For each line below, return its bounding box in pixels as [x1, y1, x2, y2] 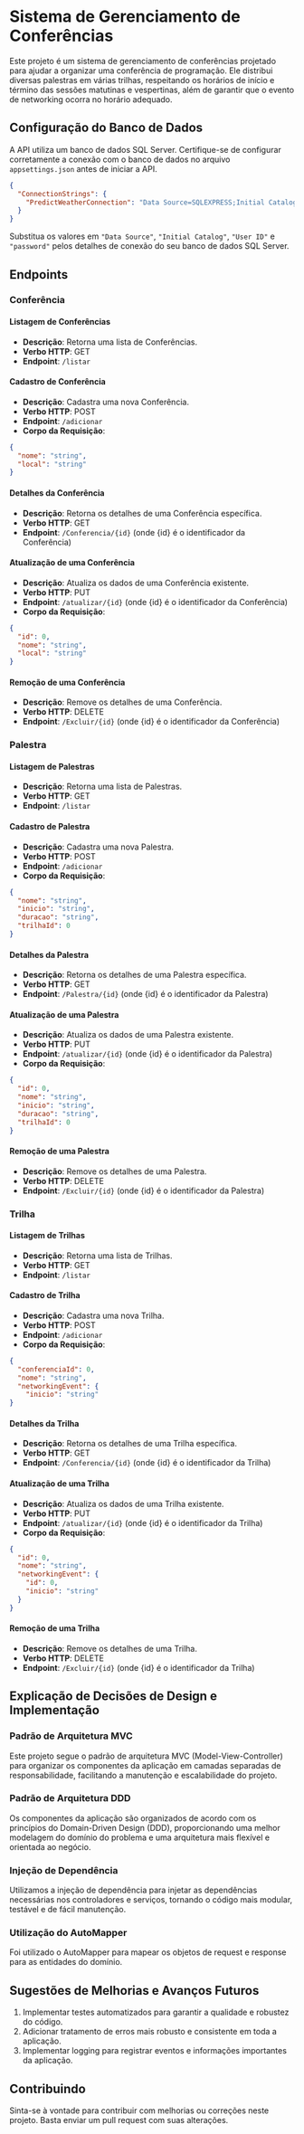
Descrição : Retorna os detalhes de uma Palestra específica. [22, 970, 247, 981]
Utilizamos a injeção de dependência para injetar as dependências [9, 1884, 258, 1896]
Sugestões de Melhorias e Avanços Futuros [9, 1983, 260, 1998]
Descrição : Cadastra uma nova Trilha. [22, 1310, 165, 1321]
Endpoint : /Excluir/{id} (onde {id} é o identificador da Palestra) [22, 1185, 265, 1196]
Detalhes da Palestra [9, 949, 89, 960]
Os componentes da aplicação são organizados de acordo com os [9, 1812, 257, 1824]
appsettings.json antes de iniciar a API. [9, 163, 157, 174]
